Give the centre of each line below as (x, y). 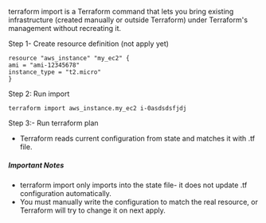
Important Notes (36, 165)
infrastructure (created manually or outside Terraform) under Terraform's (128, 20)
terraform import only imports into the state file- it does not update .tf (133, 185)
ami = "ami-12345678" (44, 65)
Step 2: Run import (39, 94)
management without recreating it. (65, 28)
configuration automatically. (65, 193)
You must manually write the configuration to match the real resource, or (139, 202)
